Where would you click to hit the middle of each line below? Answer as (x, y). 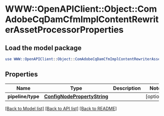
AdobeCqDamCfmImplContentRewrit (82, 19)
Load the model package (43, 48)
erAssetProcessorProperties (64, 30)
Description (127, 88)
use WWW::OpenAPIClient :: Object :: (40, 59)
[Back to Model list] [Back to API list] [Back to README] (61, 108)
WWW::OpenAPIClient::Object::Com (81, 9)
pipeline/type (23, 96)
